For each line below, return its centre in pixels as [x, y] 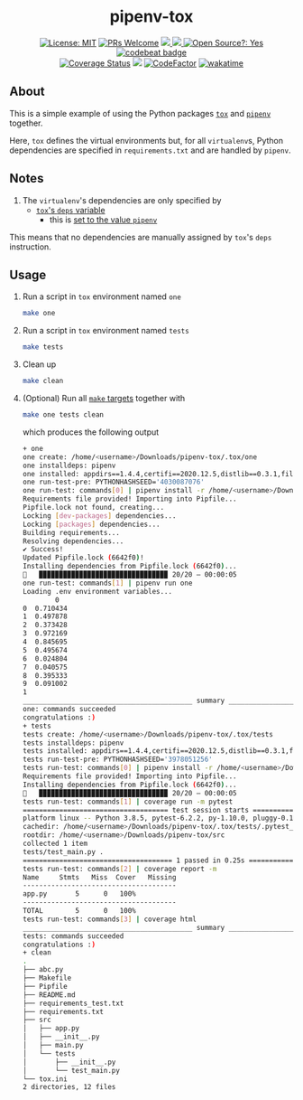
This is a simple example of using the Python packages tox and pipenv [140, 113]
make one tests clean [63, 415]
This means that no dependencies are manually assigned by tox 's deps [141, 237]
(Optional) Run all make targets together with [104, 398]
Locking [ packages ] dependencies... [91, 524]
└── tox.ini [45, 1079]
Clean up [39, 364]
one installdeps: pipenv [69, 465]
